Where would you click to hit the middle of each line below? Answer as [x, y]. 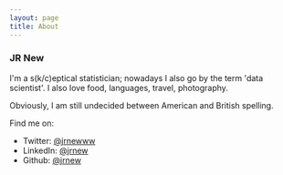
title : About [34, 26]
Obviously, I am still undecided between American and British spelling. [141, 105]
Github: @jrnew [52, 160]
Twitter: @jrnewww [59, 140]
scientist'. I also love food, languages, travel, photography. [119, 87]
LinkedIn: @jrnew [55, 150]
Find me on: [32, 123]
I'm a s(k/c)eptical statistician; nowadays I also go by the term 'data [136, 77]
